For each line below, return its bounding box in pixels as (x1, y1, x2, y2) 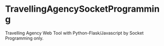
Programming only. (5, 35, 44, 41)
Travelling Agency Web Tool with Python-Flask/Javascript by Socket (5, 30, 144, 36)
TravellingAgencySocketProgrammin (5, 3, 160, 15)
